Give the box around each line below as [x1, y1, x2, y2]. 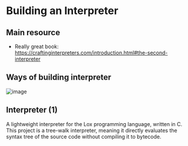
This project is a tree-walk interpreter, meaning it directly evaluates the [6, 127, 177, 134]
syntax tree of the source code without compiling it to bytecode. [6, 133, 162, 140]
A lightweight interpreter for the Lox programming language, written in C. [6, 120, 183, 127]
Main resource [6, 28, 61, 38]
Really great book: [14, 43, 59, 50]
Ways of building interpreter [6, 72, 112, 83]
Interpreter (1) [6, 105, 58, 115]
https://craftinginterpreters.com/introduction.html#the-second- [14, 49, 168, 56]
